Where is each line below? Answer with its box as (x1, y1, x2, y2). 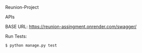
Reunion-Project (5, 4, 39, 10)
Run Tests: (5, 33, 27, 39)
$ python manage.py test (5, 43, 57, 48)
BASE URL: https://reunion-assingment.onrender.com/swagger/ (5, 23, 137, 29)
